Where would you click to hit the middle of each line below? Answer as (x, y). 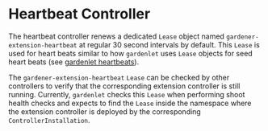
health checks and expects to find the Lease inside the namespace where (130, 103)
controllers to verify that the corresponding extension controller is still (124, 86)
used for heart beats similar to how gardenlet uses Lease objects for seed (130, 53)
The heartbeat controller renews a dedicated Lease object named (116, 36)
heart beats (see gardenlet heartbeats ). (74, 62)
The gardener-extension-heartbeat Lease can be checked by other (119, 77)
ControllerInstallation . (49, 120)
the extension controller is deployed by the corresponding (105, 111)
